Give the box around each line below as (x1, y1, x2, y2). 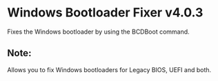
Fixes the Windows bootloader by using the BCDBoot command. (7, 27, 190, 36)
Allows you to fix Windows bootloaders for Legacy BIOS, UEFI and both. (7, 65, 212, 73)
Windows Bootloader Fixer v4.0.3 (7, 5, 204, 21)
